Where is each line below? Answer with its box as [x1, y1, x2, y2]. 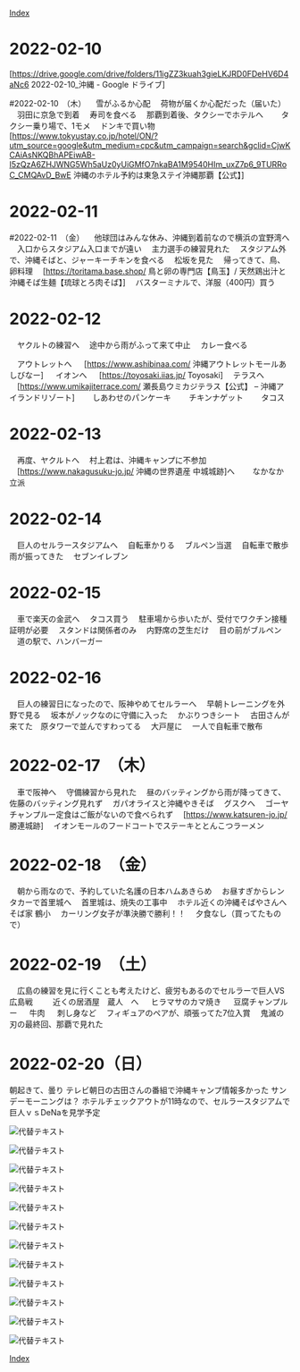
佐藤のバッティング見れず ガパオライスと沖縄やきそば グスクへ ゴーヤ [9, 798, 289, 809]
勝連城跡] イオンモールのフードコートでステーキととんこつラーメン [9, 820, 265, 831]
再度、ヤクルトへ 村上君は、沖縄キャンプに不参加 [16, 454, 207, 465]
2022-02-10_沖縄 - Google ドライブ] [30, 79, 165, 89]
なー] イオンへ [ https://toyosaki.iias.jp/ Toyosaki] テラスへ [24, 369, 265, 380]
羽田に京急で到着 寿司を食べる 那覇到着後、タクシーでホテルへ [16, 109, 264, 120]
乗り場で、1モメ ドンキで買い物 [32, 120, 156, 131]
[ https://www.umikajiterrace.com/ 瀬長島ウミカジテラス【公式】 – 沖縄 [16, 380, 277, 392]
